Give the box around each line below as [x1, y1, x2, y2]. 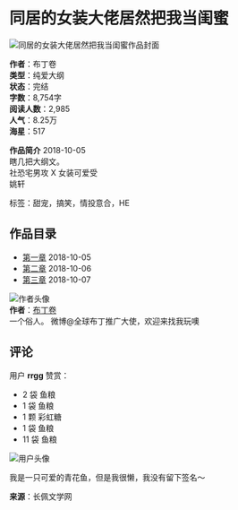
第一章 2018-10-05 [21, 252, 92, 263]
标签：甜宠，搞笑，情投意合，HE [9, 197, 130, 208]
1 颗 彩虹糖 [21, 411, 63, 422]
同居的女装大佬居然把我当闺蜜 [9, 8, 230, 29]
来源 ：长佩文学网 [9, 490, 72, 502]
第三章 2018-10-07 [21, 274, 91, 285]
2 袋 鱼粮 [21, 389, 56, 400]
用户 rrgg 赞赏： [9, 369, 70, 381]
